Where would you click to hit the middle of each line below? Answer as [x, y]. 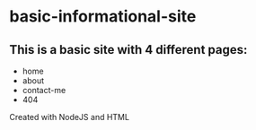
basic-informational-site [103, 17]
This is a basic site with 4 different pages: [128, 50]
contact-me [44, 90]
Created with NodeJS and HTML [70, 117]
